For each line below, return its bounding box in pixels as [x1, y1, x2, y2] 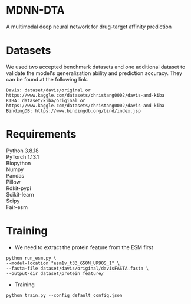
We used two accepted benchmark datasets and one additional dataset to [6, 63, 186, 70]
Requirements [6, 128, 77, 141]
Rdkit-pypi [6, 184, 31, 192]
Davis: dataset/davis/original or [6, 87, 91, 93]
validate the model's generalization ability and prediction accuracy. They [6, 69, 183, 77]
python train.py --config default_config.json [6, 292, 123, 298]
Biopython [6, 159, 31, 166]
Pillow [6, 178, 21, 185]
